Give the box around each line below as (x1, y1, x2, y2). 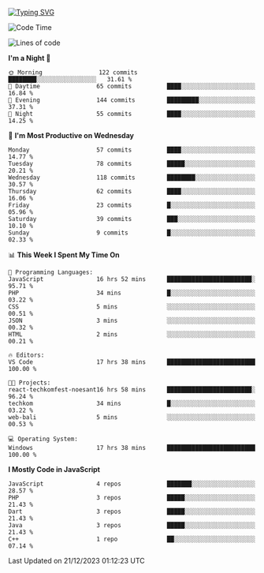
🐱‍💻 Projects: (8, 379, 51, 387)
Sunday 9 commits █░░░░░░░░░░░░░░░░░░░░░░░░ (8, 229, 256, 237)
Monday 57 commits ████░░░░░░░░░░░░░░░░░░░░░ (8, 146, 256, 154)
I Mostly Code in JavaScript (8, 465, 101, 474)
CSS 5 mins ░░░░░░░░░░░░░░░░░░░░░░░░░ (8, 303, 256, 311)
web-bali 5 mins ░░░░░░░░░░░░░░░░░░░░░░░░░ (8, 414, 256, 421)
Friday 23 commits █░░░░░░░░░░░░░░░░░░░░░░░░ (8, 201, 256, 209)
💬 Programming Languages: (8, 268, 93, 276)
